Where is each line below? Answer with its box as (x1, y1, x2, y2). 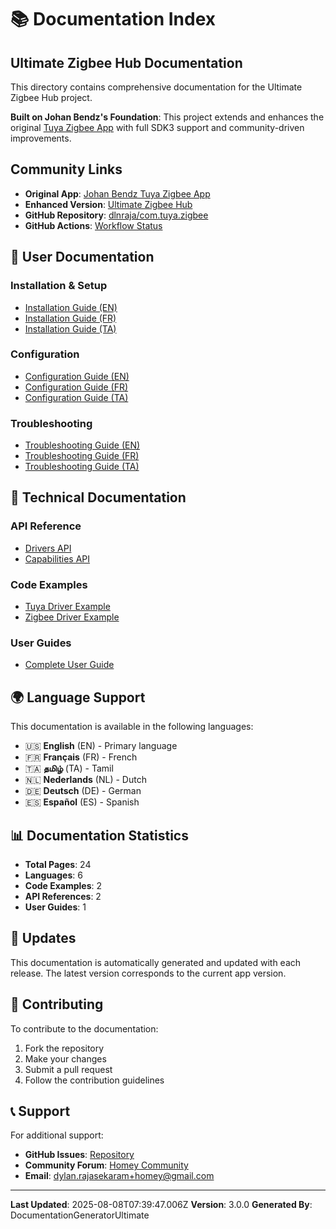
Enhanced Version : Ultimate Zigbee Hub (24, 198, 193, 210)
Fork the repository (24, 1042, 105, 1054)
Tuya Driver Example (24, 601, 111, 613)
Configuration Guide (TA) (24, 391, 129, 403)
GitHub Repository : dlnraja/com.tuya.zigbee (24, 209, 209, 221)
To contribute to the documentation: (10, 1022, 159, 1035)
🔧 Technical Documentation (10, 489, 187, 506)
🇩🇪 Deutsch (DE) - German (24, 785, 142, 797)
